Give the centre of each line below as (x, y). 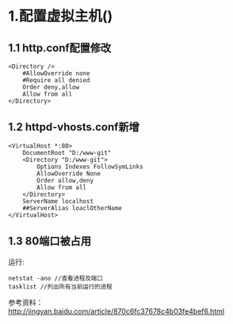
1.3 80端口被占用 (50, 241)
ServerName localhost (58, 201)
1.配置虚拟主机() (61, 16)
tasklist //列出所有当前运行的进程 (60, 286)
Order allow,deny (65, 180)
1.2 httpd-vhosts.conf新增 (74, 127)
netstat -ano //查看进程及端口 (55, 278)
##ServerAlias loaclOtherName (73, 208)
